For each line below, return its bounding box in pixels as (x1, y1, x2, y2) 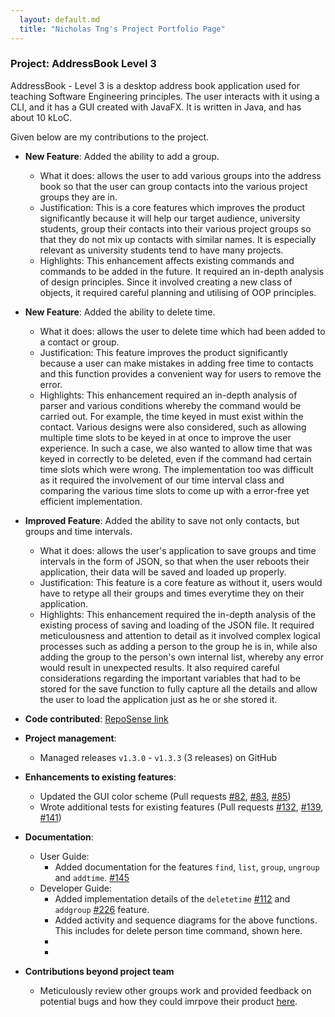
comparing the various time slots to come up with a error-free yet (39, 484, 310, 496)
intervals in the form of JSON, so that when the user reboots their (39, 555, 310, 567)
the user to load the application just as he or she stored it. (39, 693, 278, 705)
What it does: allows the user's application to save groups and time (39, 544, 317, 556)
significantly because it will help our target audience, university (39, 212, 301, 224)
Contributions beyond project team (24, 965, 175, 977)
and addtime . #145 (54, 871, 130, 883)
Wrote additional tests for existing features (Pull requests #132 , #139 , (39, 801, 324, 813)
